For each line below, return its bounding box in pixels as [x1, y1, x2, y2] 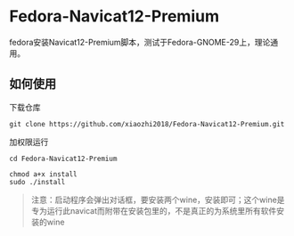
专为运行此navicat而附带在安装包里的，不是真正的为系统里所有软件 [30, 205, 277, 216]
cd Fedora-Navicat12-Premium [9, 154, 118, 163]
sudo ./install [9, 177, 66, 186]
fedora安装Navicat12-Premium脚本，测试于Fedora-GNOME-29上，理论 [9, 37, 271, 47]
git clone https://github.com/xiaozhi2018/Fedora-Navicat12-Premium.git [9, 119, 285, 128]
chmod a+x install [9, 169, 78, 179]
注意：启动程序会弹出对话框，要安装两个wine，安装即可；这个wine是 [30, 194, 285, 205]
